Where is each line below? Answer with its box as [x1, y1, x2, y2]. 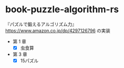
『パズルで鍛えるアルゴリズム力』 [5, 21, 77, 27]
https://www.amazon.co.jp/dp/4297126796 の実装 [5, 27, 111, 34]
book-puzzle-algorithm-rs [5, 4, 119, 15]
